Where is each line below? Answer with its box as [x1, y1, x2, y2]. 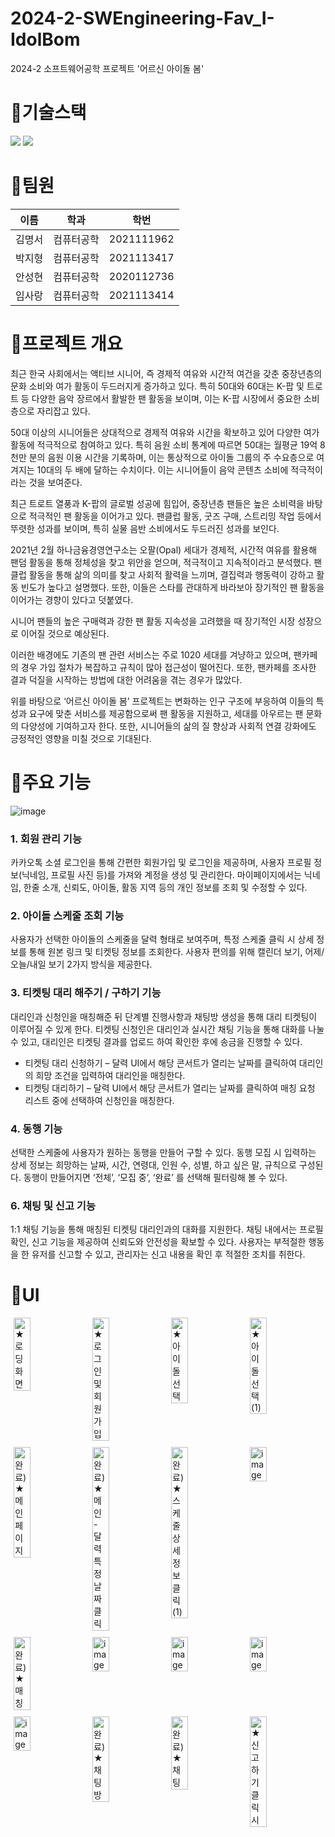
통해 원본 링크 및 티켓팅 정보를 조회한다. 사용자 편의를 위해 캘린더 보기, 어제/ [28, 946, 325, 958]
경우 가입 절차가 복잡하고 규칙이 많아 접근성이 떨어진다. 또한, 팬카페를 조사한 [20, 661, 317, 673]
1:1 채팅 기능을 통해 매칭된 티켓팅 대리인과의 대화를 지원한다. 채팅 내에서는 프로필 [10, 1223, 324, 1236]
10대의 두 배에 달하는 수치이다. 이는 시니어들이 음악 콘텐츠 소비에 [36, 463, 289, 476]
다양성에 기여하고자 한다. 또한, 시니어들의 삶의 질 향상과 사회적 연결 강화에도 [20, 720, 317, 732]
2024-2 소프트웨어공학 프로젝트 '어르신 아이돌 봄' [10, 62, 205, 74]
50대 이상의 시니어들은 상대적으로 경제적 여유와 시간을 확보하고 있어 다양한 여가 [10, 426, 320, 438]
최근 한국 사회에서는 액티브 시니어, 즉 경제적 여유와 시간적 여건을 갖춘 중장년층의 [10, 367, 323, 379]
